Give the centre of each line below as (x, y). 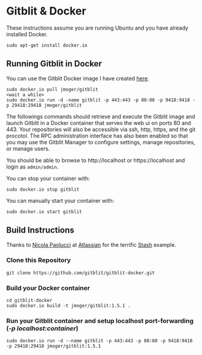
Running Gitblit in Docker (54, 64)
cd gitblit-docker (29, 301)
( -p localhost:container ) (42, 328)
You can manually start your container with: (60, 200)
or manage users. (28, 149)
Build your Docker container (48, 288)
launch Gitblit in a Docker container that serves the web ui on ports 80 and (99, 123)
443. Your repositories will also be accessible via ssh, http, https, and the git (101, 129)
